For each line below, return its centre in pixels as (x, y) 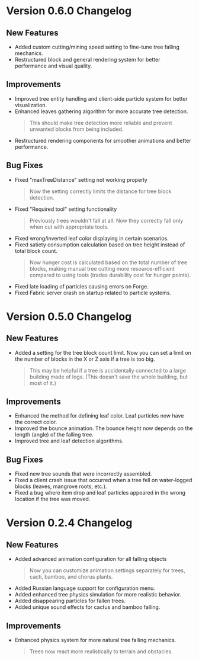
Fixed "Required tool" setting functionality (66, 209)
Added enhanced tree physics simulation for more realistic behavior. (98, 595)
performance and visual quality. (53, 66)
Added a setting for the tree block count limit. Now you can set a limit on (103, 352)
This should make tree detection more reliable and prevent (101, 123)
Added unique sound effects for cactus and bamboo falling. (87, 607)
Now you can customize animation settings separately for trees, (107, 570)
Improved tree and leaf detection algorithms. (69, 441)
